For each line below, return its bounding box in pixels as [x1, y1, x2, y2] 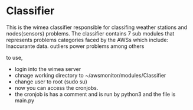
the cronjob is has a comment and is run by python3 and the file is [14, 90, 176, 98]
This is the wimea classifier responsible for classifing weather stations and [6, 24, 188, 31]
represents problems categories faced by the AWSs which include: [6, 36, 169, 43]
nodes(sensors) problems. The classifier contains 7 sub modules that [6, 30, 175, 37]
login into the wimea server [14, 65, 81, 72]
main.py [14, 96, 34, 104]
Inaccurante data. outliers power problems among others [6, 43, 145, 50]
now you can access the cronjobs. [14, 84, 99, 91]
